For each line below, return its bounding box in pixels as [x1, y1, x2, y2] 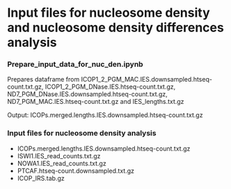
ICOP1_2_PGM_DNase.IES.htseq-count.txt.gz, [45, 82, 176, 91]
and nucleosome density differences [7, 20, 224, 36]
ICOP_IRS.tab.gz [17, 174, 65, 182]
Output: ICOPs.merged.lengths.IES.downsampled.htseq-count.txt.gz [7, 111, 203, 119]
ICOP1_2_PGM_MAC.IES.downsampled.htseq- [81, 75, 212, 84]
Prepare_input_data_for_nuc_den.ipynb [7, 59, 144, 69]
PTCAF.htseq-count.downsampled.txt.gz [17, 166, 134, 175]
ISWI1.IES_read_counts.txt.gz [17, 151, 101, 160]
